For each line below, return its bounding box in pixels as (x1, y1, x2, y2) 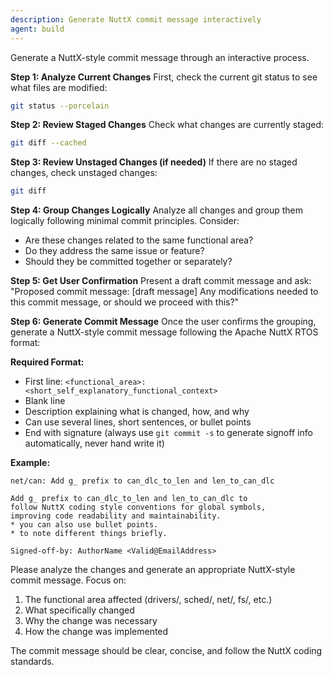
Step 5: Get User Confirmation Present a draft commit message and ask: (10, 275, 312, 287)
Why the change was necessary (24, 615, 158, 627)
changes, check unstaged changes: (10, 167, 158, 179)
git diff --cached (10, 138, 87, 148)
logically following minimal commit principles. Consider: (10, 215, 240, 227)
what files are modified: (10, 81, 108, 93)
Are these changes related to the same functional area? (24, 234, 254, 246)
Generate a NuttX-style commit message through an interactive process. (10, 51, 310, 63)
